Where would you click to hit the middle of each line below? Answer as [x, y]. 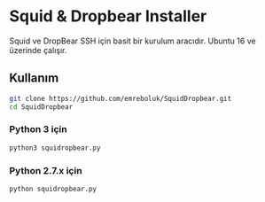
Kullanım [34, 78]
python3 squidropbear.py [55, 148]
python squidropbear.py [53, 189]
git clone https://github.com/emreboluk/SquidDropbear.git [121, 98]
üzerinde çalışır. [38, 50]
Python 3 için [39, 129]
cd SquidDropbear [41, 107]
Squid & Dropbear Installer [108, 16]
